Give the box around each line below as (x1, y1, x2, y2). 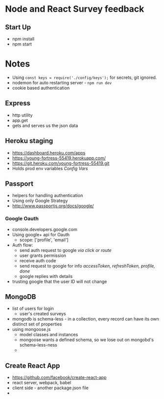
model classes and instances (19, 332, 78, 338)
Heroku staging (5, 137, 53, 145)
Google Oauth (5, 215, 39, 222)
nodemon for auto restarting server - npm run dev (12, 79, 112, 85)
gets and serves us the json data (12, 123, 78, 128)
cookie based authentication (12, 85, 70, 91)
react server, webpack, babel (12, 380, 71, 386)
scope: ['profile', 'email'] (19, 237, 69, 243)
